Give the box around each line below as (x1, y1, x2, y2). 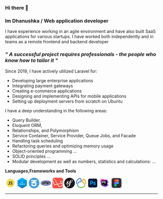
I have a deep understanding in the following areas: (5, 108, 108, 113)
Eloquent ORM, (12, 122, 43, 128)
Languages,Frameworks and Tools (5, 168, 77, 174)
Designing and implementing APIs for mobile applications (12, 93, 127, 99)
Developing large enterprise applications (12, 77, 94, 83)
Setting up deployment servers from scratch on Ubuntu (12, 98, 123, 104)
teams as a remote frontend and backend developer (5, 39, 109, 45)
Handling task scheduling (12, 138, 63, 144)
